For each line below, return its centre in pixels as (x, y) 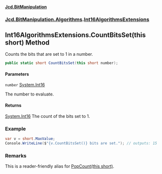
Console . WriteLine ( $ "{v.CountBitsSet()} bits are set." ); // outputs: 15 (81, 143)
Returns (13, 105)
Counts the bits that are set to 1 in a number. (49, 54)
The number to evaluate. (30, 94)
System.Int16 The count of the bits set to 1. (48, 116)
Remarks (16, 156)
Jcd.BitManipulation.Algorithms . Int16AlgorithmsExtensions (77, 19)
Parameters (17, 74)
